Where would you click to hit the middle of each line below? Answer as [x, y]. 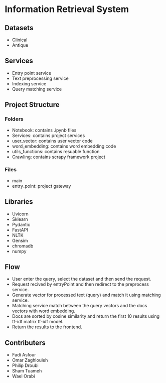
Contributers [25, 343]
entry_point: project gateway [41, 186]
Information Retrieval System [67, 9]
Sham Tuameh [27, 371]
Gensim [20, 240]
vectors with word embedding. [44, 311]
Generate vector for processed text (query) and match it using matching [86, 295]
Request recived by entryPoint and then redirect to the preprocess [80, 284]
